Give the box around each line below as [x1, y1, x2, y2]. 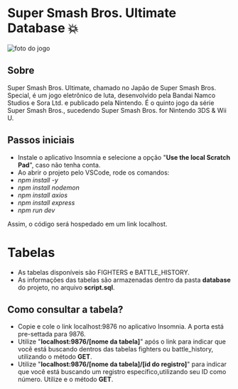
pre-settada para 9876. [17, 330, 86, 339]
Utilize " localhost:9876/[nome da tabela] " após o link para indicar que [17, 337, 226, 346]
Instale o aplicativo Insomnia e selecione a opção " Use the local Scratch [17, 153, 231, 161]
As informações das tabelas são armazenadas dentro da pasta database [17, 275, 231, 284]
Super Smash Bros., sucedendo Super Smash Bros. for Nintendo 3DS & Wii [7, 106, 227, 114]
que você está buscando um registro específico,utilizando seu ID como [17, 368, 227, 376]
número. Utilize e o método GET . [17, 375, 114, 384]
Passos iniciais [7, 134, 75, 146]
